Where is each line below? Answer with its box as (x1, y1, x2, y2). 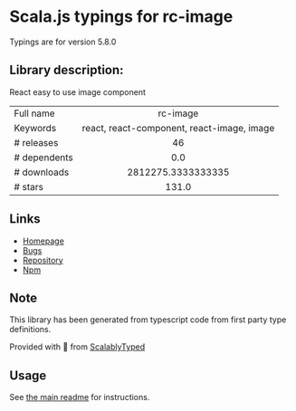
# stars (14, 180, 43, 193)
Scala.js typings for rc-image (9, 6, 234, 27)
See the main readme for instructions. (9, 392, 150, 403)
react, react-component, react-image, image (81, 121, 275, 134)
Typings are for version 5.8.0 (9, 36, 117, 47)
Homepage (22, 235, 65, 246)
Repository (22, 254, 63, 265)
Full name (14, 107, 56, 119)
